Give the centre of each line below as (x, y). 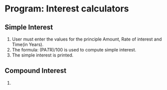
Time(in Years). (27, 44)
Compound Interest (36, 71)
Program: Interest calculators (67, 9)
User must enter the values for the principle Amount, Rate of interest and (87, 39)
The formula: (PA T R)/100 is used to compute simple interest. (74, 50)
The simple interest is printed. (42, 55)
